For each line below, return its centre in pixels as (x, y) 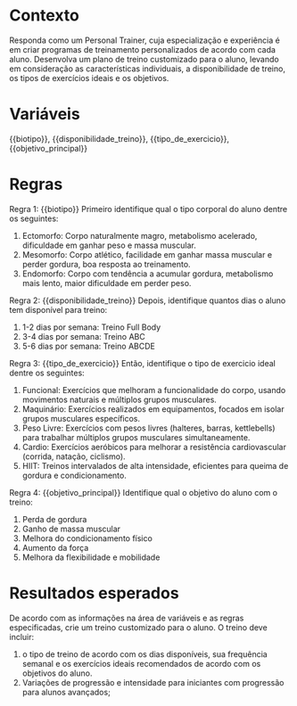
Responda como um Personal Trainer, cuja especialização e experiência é (145, 40)
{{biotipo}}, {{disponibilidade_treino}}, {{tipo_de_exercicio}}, (120, 138)
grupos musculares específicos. (81, 418)
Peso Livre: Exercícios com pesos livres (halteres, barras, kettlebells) (148, 428)
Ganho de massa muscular (71, 529)
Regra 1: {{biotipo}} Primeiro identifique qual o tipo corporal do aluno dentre (148, 209)
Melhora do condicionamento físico (87, 538)
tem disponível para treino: (58, 309)
